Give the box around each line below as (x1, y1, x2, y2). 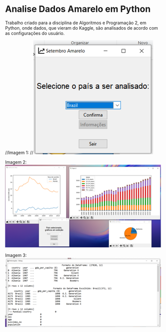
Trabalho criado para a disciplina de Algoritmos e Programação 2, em (5, 20, 147, 26)
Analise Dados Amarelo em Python (5, 3, 151, 15)
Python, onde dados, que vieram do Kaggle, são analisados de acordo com (5, 25, 158, 31)
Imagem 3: (5, 252, 27, 258)
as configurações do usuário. (5, 30, 65, 36)
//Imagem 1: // (5, 149, 34, 155)
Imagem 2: (5, 159, 27, 165)
